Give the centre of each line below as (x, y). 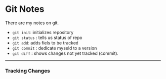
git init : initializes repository (43, 32)
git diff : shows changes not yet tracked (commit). (65, 53)
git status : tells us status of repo (47, 38)
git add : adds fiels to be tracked (45, 42)
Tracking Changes (28, 71)
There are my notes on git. (32, 23)
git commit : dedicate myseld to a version (55, 48)
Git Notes (25, 9)
